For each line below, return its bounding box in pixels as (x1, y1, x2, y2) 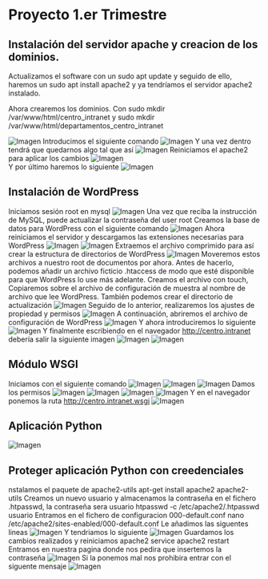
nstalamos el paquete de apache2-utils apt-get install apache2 (8, 485, 215, 495)
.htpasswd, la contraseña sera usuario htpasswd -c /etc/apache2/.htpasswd (8, 502, 260, 512)
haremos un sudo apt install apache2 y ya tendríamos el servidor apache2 (8, 80, 253, 89)
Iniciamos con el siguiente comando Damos (8, 379, 256, 388)
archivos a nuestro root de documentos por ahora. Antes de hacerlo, (8, 257, 234, 267)
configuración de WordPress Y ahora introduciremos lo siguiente (8, 317, 256, 326)
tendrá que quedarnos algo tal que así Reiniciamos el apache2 (8, 145, 248, 154)
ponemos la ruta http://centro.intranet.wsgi (8, 395, 150, 406)
